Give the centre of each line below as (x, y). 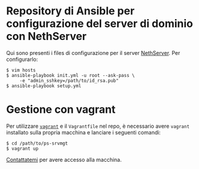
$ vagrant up (22, 148)
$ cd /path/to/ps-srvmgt (37, 143)
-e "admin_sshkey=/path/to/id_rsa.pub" (69, 81)
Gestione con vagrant (61, 110)
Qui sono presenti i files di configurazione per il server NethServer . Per (93, 53)
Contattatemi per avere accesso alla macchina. (64, 159)
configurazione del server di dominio (99, 24)
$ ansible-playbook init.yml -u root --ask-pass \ (71, 75)
